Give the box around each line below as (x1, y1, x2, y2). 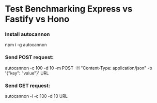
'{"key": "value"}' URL (5, 70, 49, 76)
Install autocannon (5, 31, 50, 38)
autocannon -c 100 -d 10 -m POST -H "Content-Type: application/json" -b (5, 65, 153, 71)
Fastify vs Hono (5, 14, 70, 25)
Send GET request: (5, 82, 50, 89)
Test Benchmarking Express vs (5, 3, 133, 15)
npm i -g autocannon (5, 42, 47, 48)
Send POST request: (5, 54, 54, 61)
